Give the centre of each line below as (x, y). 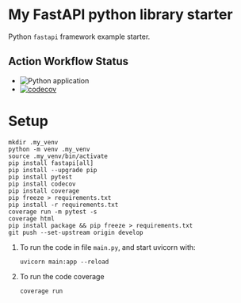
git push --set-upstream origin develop (76, 232)
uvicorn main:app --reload (64, 262)
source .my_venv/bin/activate (58, 156)
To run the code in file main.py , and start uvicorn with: (107, 247)
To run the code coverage (62, 276)
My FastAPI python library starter (120, 15)
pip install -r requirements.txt (63, 205)
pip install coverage (44, 191)
